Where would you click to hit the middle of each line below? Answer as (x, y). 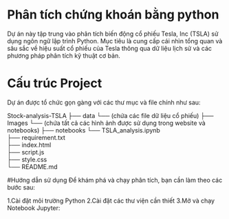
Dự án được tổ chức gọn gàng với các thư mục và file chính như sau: (104, 102)
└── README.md (32, 166)
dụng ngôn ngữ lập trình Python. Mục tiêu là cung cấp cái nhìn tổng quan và (115, 41)
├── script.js (26, 152)
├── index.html (29, 145)
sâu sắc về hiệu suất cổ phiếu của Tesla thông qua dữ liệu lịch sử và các (109, 48)
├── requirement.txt (36, 137)
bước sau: (21, 187)
